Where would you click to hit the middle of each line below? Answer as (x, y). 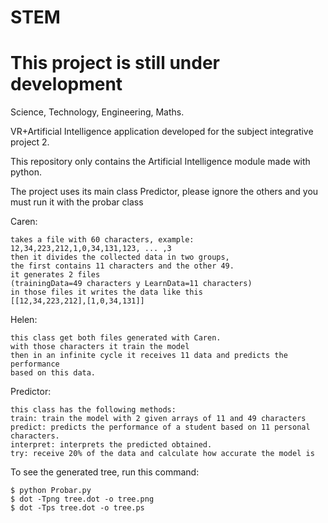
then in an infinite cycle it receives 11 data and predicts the (149, 356)
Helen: (24, 320)
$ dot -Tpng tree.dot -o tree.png (82, 499)
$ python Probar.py (51, 491)
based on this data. (53, 373)
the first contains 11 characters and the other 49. (122, 266)
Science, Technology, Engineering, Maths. (97, 112)
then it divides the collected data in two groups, (120, 257)
